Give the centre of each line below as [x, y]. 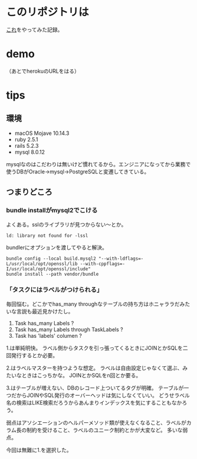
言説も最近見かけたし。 [45, 311]
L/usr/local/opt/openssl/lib [42, 264]
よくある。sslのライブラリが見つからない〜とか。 [66, 224]
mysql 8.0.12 [30, 152]
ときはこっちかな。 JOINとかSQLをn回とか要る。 [81, 375]
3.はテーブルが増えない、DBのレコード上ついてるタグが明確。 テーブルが [95, 387]
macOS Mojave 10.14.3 [42, 133]
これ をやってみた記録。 [35, 30]
